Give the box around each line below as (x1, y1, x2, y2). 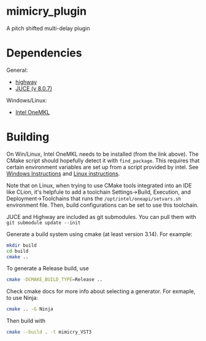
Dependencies (6, 46, 82, 60)
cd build (6, 248, 29, 254)
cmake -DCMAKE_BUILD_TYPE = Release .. (6, 277, 103, 283)
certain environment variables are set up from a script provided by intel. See (6, 163, 199, 170)
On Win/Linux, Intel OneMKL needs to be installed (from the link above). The (6, 150, 199, 158)
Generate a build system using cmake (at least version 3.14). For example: (6, 230, 193, 237)
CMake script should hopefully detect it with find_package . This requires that (6, 156, 200, 164)
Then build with (6, 317, 46, 324)
